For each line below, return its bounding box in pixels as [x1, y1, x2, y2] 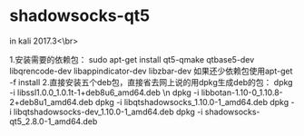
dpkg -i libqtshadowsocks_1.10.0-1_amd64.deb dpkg [94, 96, 289, 107]
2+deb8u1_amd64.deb [9, 96, 93, 107]
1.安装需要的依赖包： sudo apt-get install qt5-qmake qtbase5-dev [9, 53, 255, 64]
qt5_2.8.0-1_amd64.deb [9, 115, 98, 127]
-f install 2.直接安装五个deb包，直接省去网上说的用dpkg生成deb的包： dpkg [9, 76, 293, 87]
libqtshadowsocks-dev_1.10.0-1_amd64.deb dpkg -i [13, 106, 203, 117]
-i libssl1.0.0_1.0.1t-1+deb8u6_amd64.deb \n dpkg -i [9, 87, 200, 98]
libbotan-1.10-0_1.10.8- [201, 87, 283, 98]
